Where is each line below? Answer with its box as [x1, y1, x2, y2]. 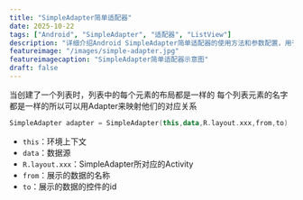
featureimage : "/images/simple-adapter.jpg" [9, 47, 179, 56]
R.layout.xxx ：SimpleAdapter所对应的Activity [22, 159, 194, 169]
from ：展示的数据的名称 [22, 169, 111, 180]
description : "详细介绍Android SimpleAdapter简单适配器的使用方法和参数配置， [9, 38, 286, 48]
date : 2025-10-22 [9, 22, 75, 31]
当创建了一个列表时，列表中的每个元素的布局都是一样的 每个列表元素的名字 [9, 89, 289, 100]
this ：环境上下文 [22, 136, 87, 147]
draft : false [9, 64, 59, 73]
